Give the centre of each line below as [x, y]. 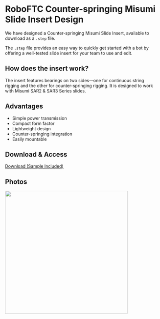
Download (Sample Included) [34, 166]
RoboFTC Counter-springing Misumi [80, 9]
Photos [16, 182]
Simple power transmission [39, 118]
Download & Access [36, 154]
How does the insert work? [47, 69]
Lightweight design [32, 128]
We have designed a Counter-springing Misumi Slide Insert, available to [77, 33]
